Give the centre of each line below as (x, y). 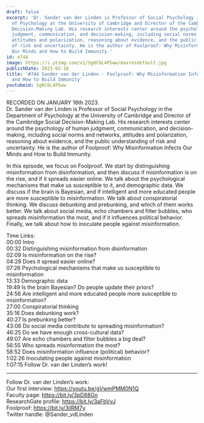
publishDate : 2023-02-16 (38, 68)
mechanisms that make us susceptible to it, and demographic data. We (95, 185)
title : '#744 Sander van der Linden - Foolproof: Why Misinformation (96, 74)
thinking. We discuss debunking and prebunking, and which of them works (100, 205)
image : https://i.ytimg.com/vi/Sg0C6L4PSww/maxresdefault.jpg (87, 63)
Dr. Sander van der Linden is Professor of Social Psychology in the (90, 109)
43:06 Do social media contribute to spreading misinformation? (85, 326)
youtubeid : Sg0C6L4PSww (36, 86)
